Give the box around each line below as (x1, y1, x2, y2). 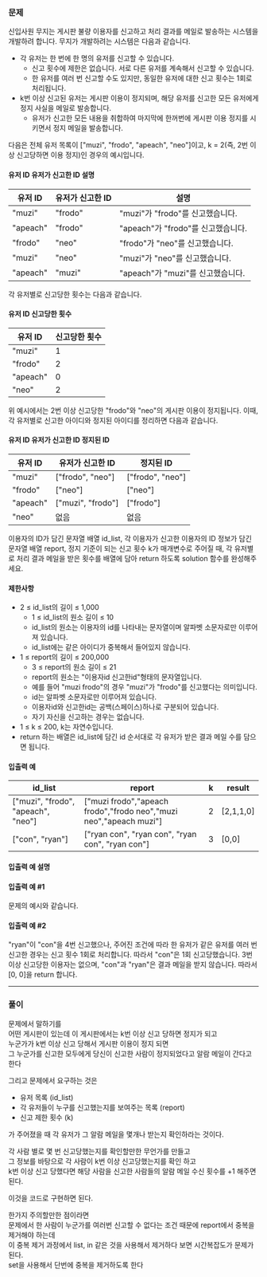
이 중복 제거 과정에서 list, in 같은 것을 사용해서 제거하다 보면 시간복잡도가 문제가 (8, 1240, 254, 1249)
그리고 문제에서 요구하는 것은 (8, 1075, 98, 1085)
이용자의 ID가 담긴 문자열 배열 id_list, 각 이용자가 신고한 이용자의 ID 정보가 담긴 (8, 533, 253, 543)
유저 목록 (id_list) (19, 1092, 74, 1102)
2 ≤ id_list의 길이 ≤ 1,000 (19, 603, 99, 612)
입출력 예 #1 (8, 882, 45, 891)
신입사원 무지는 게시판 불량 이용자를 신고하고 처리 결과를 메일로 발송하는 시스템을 (8, 26, 259, 37)
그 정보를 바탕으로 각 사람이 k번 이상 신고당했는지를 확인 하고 (8, 1156, 196, 1165)
